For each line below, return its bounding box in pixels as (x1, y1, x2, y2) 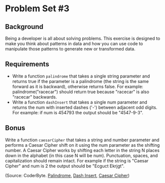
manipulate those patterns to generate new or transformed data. (5, 46, 135, 52)
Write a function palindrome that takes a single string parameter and (12, 73, 150, 79)
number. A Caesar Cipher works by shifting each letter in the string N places (5, 147, 160, 153)
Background (5, 23, 43, 31)
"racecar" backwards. (12, 94, 57, 100)
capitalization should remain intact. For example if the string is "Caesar (5, 157, 149, 163)
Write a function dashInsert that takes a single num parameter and (12, 99, 148, 105)
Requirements (5, 60, 49, 69)
